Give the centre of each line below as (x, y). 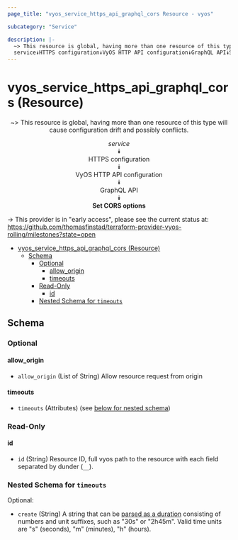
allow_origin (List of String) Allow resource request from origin (110, 376)
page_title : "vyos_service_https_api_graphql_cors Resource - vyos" (110, 14)
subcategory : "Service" (42, 27)
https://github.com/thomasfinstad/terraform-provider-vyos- (95, 227)
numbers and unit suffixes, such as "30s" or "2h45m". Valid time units (119, 522)
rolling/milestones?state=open (52, 235)
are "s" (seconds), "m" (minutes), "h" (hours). (84, 529)
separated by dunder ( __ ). (55, 466)
